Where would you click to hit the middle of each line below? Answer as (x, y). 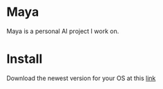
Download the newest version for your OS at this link (81, 78)
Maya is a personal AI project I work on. (63, 31)
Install (25, 59)
